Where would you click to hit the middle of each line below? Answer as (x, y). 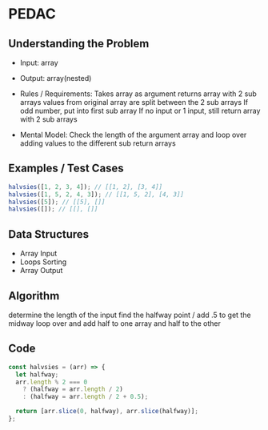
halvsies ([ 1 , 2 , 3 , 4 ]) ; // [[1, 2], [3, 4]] (86, 187)
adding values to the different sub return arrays (98, 143)
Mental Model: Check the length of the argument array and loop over (133, 135)
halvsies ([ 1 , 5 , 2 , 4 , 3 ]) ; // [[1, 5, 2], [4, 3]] (96, 194)
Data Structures (49, 234)
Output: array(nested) (56, 78)
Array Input (38, 254)
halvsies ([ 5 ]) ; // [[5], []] (57, 202)
